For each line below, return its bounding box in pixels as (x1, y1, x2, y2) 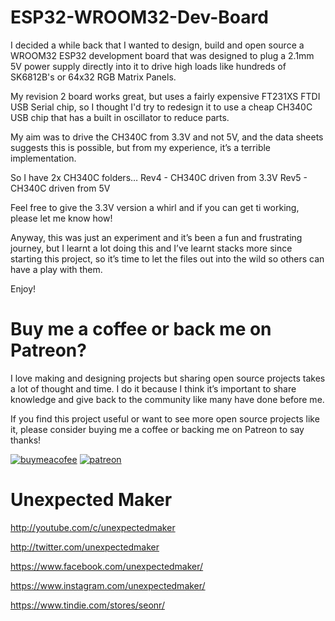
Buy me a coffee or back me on (10, 318, 272, 341)
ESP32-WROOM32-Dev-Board (10, 6, 269, 29)
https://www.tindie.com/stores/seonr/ (10, 599, 165, 611)
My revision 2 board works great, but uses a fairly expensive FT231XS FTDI (10, 90, 321, 102)
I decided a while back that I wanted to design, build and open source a (10, 39, 305, 51)
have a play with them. (10, 263, 103, 275)
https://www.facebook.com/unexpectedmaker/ (10, 560, 204, 572)
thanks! (10, 434, 42, 446)
